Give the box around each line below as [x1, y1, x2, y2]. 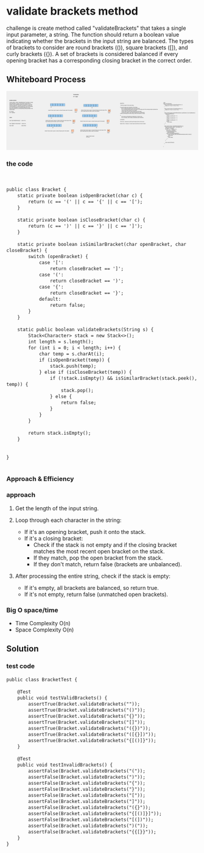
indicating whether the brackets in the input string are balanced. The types [6, 37, 194, 44]
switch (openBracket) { [28, 253, 88, 259]
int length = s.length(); [28, 339, 94, 345]
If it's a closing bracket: [24, 535, 83, 542]
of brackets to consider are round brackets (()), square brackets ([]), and [6, 44, 188, 51]
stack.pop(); [60, 387, 94, 393]
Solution [6, 644, 39, 654]
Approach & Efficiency [6, 474, 74, 483]
